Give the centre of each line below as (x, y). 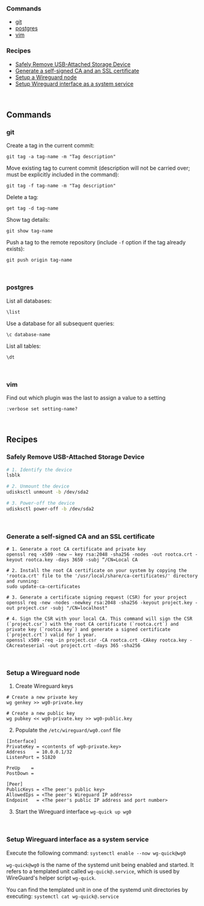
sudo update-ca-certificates (43, 587)
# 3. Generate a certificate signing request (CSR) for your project (97, 598)
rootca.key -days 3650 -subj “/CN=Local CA (82, 560)
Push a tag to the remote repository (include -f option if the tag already (96, 243)
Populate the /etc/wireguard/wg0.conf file (68, 730)
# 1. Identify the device (39, 470)
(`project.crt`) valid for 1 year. (52, 635)
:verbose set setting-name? (42, 409)
